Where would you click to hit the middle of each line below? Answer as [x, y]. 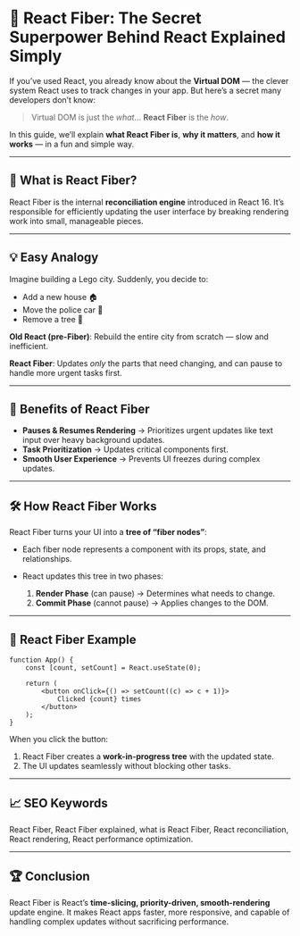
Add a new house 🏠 [60, 297]
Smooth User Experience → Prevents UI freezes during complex [141, 459]
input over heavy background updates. [93, 440]
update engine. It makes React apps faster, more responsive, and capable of [150, 912]
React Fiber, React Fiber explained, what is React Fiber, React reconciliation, [149, 829]
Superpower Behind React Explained [147, 37]
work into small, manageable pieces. [77, 221]
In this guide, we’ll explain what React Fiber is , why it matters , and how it [145, 134]
